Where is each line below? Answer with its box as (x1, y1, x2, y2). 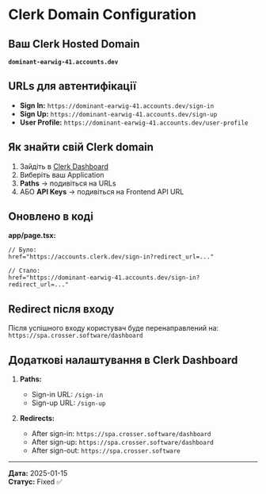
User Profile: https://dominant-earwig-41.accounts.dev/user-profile (19, 117, 249, 127)
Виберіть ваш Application (19, 170, 104, 179)
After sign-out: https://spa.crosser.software (31, 446, 180, 455)
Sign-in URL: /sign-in (31, 390, 104, 400)
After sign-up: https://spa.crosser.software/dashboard (31, 438, 214, 447)
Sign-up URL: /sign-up (31, 398, 106, 408)
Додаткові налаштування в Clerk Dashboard (8, 353, 238, 366)
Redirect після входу (8, 302, 115, 316)
